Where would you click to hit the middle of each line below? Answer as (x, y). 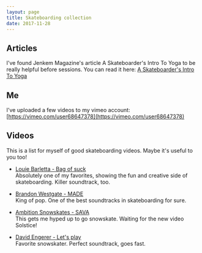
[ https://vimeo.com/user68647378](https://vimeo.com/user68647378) (95, 116)
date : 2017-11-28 (28, 23)
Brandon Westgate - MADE (49, 194)
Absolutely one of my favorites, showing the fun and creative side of (101, 175)
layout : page (23, 12)
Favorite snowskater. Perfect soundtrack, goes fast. (80, 243)
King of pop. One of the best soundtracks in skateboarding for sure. (101, 200)
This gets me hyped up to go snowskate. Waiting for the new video (99, 219)
